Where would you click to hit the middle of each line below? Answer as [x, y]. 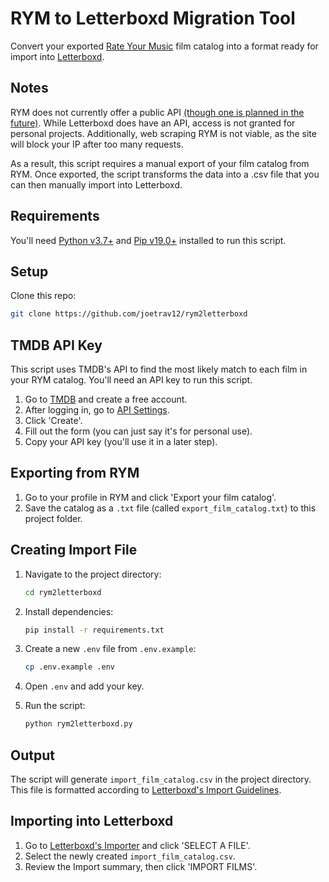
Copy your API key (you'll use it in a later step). [121, 442]
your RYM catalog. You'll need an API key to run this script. [131, 380]
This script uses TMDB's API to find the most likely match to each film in [159, 369]
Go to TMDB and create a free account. [106, 399]
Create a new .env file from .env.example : [110, 649]
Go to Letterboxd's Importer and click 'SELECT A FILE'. [137, 845]
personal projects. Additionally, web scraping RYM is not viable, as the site [163, 133]
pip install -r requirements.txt [94, 630]
